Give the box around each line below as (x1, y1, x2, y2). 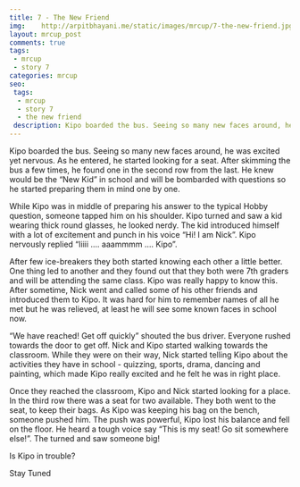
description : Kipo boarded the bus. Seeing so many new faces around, (12, 122, 281, 130)
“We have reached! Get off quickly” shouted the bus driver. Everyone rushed (9, 331, 291, 340)
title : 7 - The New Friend (9, 13, 110, 22)
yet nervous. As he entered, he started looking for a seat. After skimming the (9, 155, 291, 165)
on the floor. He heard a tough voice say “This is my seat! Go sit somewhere (9, 424, 288, 434)
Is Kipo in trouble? (9, 450, 76, 461)
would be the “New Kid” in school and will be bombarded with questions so (9, 174, 287, 184)
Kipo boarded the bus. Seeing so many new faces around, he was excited (9, 146, 280, 156)
